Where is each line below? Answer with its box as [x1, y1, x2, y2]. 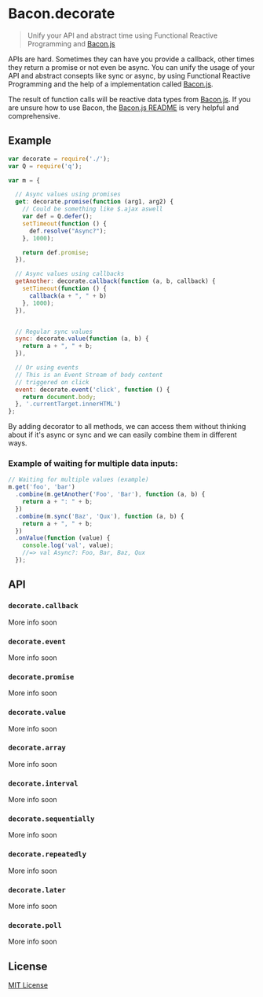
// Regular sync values [15, 328, 93, 335]
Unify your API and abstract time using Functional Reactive [27, 31, 218, 40]
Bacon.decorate [8, 5, 115, 23]
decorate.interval [8, 779, 79, 788]
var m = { [8, 176, 41, 185]
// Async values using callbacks [15, 270, 125, 278]
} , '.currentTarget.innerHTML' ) [15, 400, 122, 409]
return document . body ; [22, 393, 97, 401]
